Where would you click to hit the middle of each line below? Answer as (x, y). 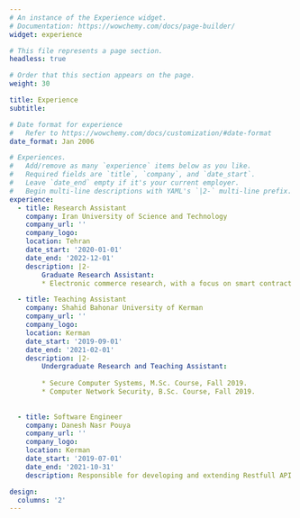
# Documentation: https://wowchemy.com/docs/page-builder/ (123, 26)
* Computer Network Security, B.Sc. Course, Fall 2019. (149, 392)
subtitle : (28, 108)
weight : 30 (30, 84)
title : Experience (44, 100)
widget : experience (46, 34)
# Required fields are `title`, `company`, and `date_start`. (132, 175)
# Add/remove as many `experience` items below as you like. (131, 166)
